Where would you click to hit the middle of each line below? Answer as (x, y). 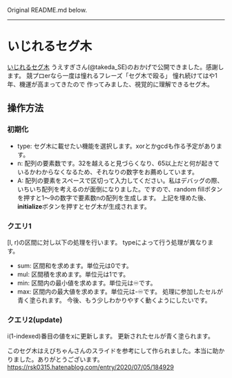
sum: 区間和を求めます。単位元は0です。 (75, 265)
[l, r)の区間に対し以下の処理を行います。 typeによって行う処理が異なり (107, 242)
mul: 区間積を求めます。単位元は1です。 (73, 274)
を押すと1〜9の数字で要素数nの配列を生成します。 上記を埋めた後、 (113, 198)
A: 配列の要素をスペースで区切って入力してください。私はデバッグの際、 (120, 180)
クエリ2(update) (35, 319)
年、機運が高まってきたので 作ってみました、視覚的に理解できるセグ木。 (110, 84)
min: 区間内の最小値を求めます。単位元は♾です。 (87, 283)
